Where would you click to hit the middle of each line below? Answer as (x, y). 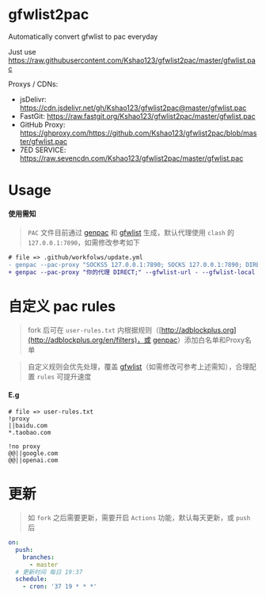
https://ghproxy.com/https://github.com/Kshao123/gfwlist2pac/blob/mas (138, 133)
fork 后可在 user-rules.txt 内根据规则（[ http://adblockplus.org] (132, 329)
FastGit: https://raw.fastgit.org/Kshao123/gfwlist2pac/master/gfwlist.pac (137, 116)
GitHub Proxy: (42, 124)
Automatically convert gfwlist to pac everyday (83, 36)
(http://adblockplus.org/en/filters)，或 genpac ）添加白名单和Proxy (136, 340)
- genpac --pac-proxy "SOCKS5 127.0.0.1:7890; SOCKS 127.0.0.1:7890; (125, 265)
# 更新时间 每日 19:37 (49, 572)
